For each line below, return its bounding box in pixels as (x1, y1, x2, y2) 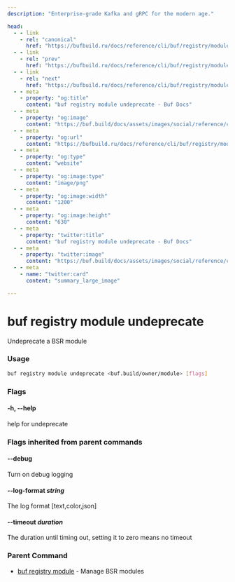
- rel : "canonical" (20, 36, 77, 43)
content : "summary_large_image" (25, 277, 120, 284)
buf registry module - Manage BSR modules (17, 567, 145, 575)
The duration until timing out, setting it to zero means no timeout (7, 534, 192, 542)
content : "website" (25, 160, 83, 167)
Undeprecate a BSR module (7, 337, 87, 345)
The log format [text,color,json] (7, 502, 97, 510)
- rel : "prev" (20, 55, 61, 63)
